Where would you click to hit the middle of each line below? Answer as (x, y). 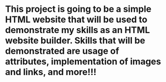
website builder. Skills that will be (75, 41)
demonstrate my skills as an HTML (78, 30)
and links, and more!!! (51, 72)
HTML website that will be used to (76, 20)
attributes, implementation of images (83, 61)
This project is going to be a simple (78, 9)
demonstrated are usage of (62, 51)
